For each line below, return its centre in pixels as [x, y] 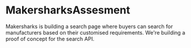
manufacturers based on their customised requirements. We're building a [95, 32]
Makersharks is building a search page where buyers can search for [89, 26]
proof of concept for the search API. [50, 39]
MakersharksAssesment [68, 10]
